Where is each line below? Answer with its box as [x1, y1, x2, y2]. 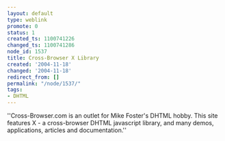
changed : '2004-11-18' [7, 67, 72, 74]
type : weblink [7, 16, 48, 23]
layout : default [7, 10, 53, 17]
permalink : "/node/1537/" [7, 80, 81, 87]
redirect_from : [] [7, 73, 59, 81]
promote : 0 [7, 23, 38, 29]
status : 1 [7, 29, 36, 36]
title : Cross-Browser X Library [7, 55, 99, 62]
